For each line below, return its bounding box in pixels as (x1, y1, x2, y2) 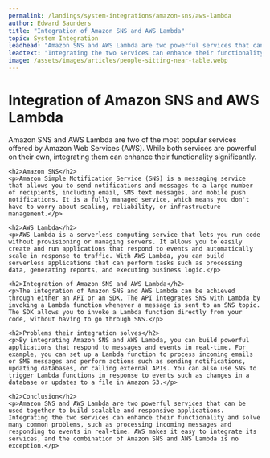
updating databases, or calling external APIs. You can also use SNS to (8, 364, 257, 372)
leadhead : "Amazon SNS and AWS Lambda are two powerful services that (8, 42, 250, 50)
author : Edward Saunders (8, 19, 92, 27)
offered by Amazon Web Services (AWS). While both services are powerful (8, 143, 256, 153)
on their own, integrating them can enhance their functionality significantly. (8, 152, 257, 162)
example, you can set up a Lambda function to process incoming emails (8, 350, 253, 358)
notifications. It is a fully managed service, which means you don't (8, 195, 250, 203)
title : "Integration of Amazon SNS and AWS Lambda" (8, 27, 185, 35)
